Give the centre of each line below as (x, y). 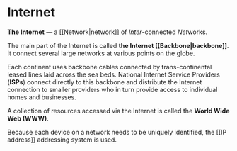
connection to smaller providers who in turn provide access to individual (112, 89)
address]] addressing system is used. (62, 140)
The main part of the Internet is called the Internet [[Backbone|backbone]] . (118, 45)
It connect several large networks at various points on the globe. (101, 53)
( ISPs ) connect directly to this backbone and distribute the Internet (105, 82)
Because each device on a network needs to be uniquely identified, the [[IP (117, 132)
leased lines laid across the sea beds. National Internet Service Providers (114, 74)
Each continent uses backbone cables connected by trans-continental (110, 67)
